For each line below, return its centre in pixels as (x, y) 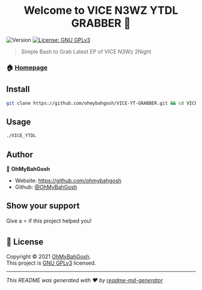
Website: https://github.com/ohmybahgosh (68, 180)
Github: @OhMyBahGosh (46, 187)
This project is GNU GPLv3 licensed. (51, 263)
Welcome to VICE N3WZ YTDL (101, 11)
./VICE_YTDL (21, 136)
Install (18, 89)
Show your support (43, 206)
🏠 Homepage (27, 67)
